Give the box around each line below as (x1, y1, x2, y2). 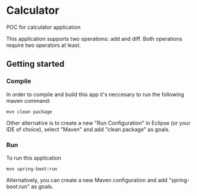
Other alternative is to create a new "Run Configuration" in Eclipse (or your (6, 119, 191, 126)
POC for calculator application (6, 23, 81, 31)
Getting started (6, 59, 65, 69)
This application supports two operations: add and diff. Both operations (6, 35, 183, 42)
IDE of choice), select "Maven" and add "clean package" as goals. (6, 126, 170, 133)
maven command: (6, 97, 51, 104)
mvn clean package (6, 109, 52, 115)
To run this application (6, 154, 62, 161)
